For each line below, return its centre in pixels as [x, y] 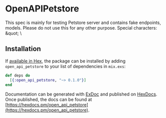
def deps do [18, 75]
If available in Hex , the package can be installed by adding [65, 61]
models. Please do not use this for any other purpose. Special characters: [81, 27]
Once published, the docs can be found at [49, 99]
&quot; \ [14, 33]
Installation [23, 49]
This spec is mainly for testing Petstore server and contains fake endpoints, [83, 22]
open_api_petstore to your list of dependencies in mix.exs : [65, 66]
